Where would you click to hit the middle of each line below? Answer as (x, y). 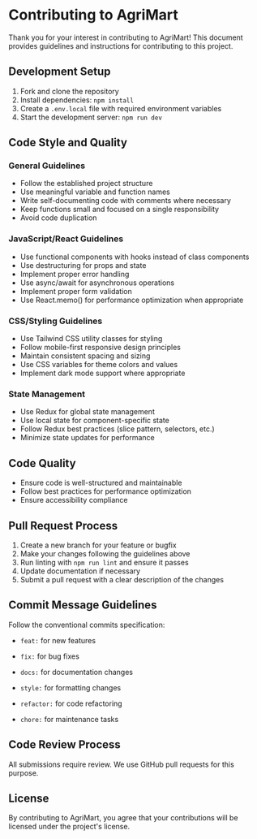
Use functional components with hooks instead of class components (135, 257)
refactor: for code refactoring (71, 703)
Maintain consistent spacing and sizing (85, 356)
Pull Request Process (63, 525)
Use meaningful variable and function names (95, 192)
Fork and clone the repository (69, 91)
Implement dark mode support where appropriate (103, 373)
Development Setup (60, 72)
